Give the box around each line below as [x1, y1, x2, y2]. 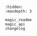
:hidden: [5, 4, 23, 9]
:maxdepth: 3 [5, 9, 32, 14]
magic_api [5, 22, 26, 27]
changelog [5, 26, 26, 31]
